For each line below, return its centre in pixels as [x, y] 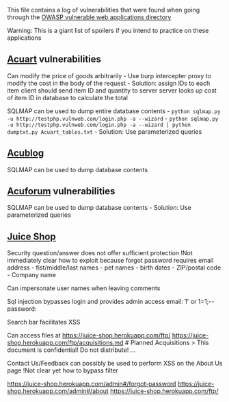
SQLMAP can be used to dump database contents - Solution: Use [99, 208]
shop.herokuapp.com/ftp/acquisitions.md [65, 343]
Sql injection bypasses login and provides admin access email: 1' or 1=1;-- [111, 302]
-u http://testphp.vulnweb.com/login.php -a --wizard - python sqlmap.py [113, 118]
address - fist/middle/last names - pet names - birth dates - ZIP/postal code [114, 268]
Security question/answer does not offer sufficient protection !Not [100, 253]
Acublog [26, 153]
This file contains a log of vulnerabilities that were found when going [104, 10]
